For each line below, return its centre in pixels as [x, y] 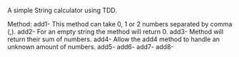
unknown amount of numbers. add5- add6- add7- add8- [91, 47]
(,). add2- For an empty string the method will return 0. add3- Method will [115, 32]
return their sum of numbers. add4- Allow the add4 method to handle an [113, 39]
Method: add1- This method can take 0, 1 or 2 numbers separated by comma [120, 24]
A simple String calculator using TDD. [62, 10]
